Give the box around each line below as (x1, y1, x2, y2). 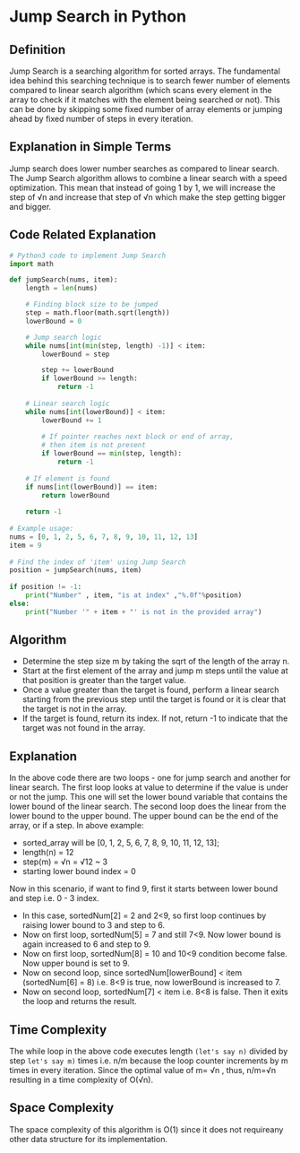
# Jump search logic (25, 333, 102, 342)
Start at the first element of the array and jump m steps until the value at (21, 665, 288, 676)
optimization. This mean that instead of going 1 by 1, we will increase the (9, 182, 276, 193)
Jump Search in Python (9, 6, 186, 27)
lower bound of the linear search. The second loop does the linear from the (9, 801, 287, 812)
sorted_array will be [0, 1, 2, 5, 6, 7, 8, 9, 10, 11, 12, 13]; (21, 837, 219, 848)
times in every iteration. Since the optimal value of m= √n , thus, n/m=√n (9, 1065, 276, 1076)
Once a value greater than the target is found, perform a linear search (21, 684, 279, 696)
